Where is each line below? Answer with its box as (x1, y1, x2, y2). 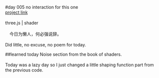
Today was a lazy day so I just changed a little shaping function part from (5, 62, 154, 68)
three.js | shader (5, 20, 39, 26)
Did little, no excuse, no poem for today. (5, 42, 86, 47)
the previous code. (5, 67, 43, 73)
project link (5, 9, 28, 15)
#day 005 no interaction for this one (5, 4, 79, 10)
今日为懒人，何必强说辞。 (9, 31, 62, 37)
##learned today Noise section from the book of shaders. (5, 51, 122, 57)
